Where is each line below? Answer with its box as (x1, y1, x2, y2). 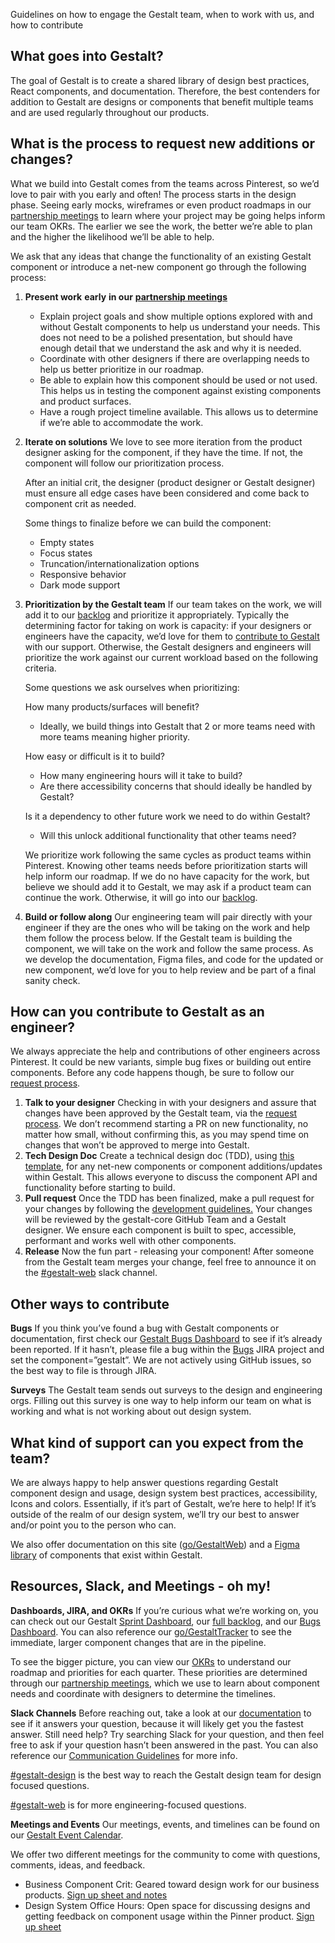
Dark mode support (39, 579, 121, 591)
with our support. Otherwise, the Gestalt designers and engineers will (24, 640, 312, 653)
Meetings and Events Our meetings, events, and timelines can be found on (10, 1818, 320, 1830)
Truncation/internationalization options (39, 557, 200, 569)
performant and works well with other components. (24, 1235, 237, 1247)
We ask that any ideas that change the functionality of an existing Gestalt (10, 250, 312, 262)
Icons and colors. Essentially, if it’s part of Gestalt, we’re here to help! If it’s (10, 1498, 317, 1510)
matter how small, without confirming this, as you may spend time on (24, 1129, 310, 1141)
